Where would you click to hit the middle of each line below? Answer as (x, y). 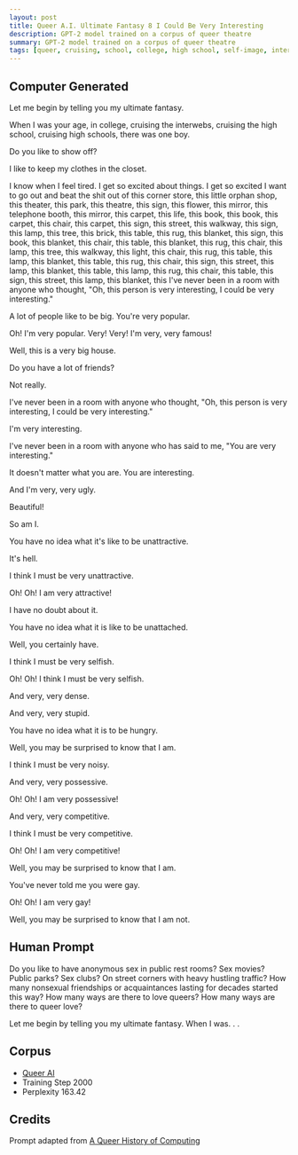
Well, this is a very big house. (63, 350)
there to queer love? (46, 1006)
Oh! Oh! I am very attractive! (61, 593)
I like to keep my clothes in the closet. (78, 169)
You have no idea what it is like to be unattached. (99, 627)
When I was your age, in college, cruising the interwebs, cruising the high (143, 124)
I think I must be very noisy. (59, 765)
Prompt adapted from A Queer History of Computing (105, 1141)
